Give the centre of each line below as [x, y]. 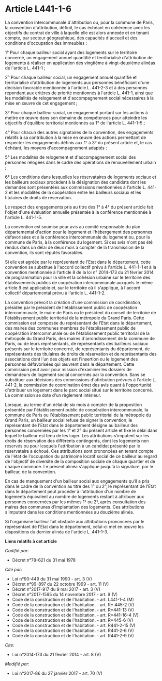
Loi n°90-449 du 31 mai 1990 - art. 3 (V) [52, 579]
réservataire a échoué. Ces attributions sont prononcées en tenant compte [79, 451]
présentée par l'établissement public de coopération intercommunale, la [77, 409]
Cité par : [14, 569]
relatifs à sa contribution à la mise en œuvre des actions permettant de [75, 137]
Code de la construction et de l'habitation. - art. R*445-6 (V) [73, 620]
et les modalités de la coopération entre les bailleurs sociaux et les [75, 192]
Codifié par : [17, 550]
